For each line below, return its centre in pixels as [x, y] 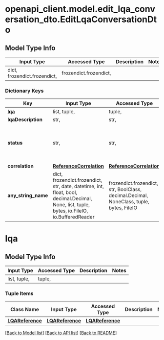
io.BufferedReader [74, 217]
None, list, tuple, [72, 205]
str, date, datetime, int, [78, 186]
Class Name [25, 309]
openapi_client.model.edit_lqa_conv [80, 9]
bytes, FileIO [123, 208]
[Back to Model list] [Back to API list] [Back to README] [61, 333]
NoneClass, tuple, [129, 202]
